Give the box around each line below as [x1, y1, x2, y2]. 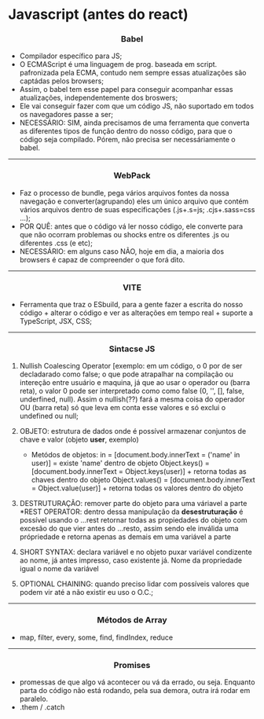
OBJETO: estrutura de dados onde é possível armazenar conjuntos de [19, 427, 247, 436]
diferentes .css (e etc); [19, 238, 93, 248]
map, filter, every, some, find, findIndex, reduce [19, 633, 174, 642]
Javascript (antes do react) [8, 6, 189, 24]
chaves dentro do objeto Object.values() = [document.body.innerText [31, 475, 255, 485]
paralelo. [19, 694, 49, 703]
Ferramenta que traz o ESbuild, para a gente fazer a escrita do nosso [19, 300, 244, 310]
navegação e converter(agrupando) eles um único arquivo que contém [19, 196, 249, 206]
